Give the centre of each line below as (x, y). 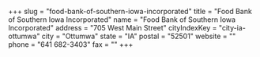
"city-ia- (232, 28)
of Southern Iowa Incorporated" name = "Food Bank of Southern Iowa (122, 20)
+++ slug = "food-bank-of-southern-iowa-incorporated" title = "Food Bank (130, 11)
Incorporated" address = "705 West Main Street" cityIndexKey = (113, 28)
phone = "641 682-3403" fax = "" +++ (71, 45)
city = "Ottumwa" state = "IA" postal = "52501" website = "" (139, 36)
